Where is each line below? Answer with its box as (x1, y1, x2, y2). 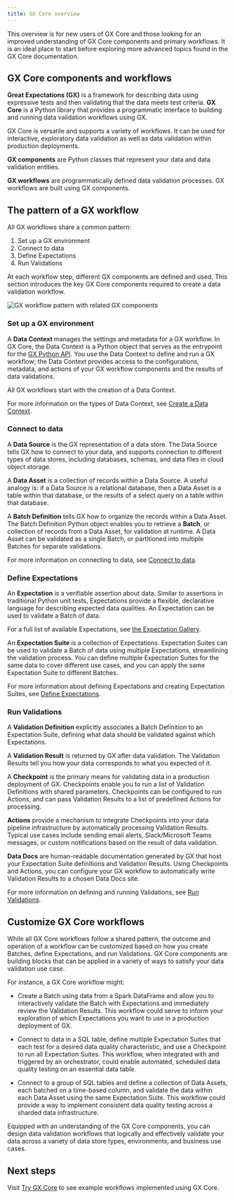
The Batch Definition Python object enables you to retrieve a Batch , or (7, 519, 210, 528)
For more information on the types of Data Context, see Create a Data (7, 399, 208, 407)
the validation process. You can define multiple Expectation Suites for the (7, 654, 220, 662)
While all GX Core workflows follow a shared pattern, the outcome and (7, 935, 210, 943)
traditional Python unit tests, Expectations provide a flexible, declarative (7, 596, 215, 605)
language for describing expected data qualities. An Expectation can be (7, 604, 214, 612)
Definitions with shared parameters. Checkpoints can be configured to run (7, 787, 222, 796)
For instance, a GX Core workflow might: (7, 978, 125, 987)
